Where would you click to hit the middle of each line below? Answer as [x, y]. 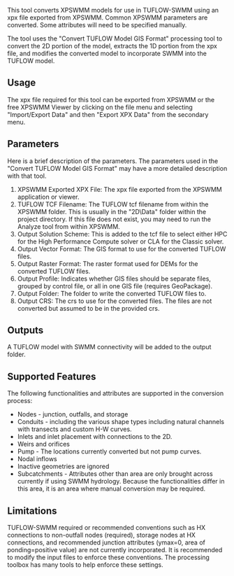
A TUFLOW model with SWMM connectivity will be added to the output [109, 347]
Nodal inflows [37, 459]
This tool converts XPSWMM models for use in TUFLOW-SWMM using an [113, 10]
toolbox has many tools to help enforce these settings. [86, 565]
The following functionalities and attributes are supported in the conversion [116, 393]
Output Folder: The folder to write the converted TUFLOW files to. [112, 293]
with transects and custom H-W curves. [74, 429]
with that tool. [27, 176]
